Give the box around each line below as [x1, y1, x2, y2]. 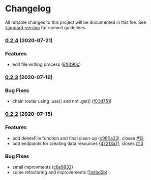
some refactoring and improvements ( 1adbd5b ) [12, 169, 108, 175]
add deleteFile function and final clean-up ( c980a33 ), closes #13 [12, 135, 144, 141]
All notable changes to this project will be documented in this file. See [5, 19, 147, 25]
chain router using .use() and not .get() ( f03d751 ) [12, 98, 112, 104]
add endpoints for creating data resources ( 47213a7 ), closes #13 [12, 140, 144, 146]
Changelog [5, 3, 51, 14]
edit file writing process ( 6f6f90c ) [12, 61, 81, 67]
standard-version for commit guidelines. [5, 24, 87, 30]
